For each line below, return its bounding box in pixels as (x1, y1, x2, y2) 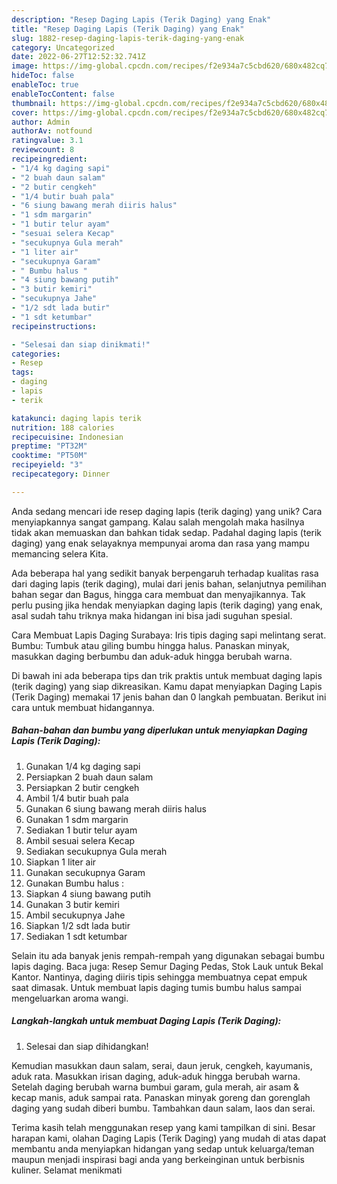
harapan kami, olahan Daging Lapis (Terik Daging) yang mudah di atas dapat (11, 1132, 327, 1144)
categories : (11, 349, 61, 359)
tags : (11, 367, 34, 378)
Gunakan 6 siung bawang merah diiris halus (25, 802, 208, 815)
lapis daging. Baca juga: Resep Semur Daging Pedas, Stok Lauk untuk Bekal (11, 960, 324, 972)
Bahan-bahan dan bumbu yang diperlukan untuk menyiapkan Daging (11, 724, 308, 736)
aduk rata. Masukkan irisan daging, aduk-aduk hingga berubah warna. (11, 1070, 301, 1082)
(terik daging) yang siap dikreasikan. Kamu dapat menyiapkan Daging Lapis (11, 680, 323, 692)
